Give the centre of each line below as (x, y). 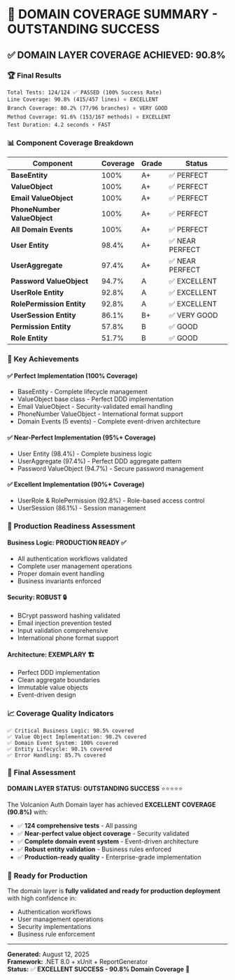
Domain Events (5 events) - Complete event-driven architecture (109, 421)
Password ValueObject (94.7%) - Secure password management (111, 468)
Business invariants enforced (59, 581)
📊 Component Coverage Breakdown (71, 143)
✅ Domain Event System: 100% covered (63, 743)
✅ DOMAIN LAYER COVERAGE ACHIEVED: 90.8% (116, 55)
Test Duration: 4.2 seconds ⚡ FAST (59, 125)
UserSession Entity (43, 316)
